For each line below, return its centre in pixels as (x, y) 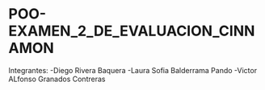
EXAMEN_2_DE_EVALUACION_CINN (132, 31)
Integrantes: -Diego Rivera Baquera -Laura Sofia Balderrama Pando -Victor (132, 70)
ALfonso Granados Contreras (57, 79)
